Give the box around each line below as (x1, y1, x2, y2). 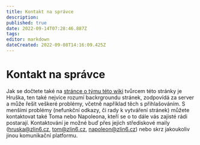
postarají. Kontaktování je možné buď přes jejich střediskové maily (6, 119, 170, 126)
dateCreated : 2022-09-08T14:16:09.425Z (6, 42, 106, 48)
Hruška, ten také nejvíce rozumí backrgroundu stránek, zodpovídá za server (6, 94, 194, 101)
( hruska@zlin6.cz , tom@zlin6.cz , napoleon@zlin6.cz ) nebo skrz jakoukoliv (6, 125, 190, 132)
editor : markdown (6, 36, 50, 42)
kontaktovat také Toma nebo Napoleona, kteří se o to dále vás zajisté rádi (6, 113, 188, 120)
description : (6, 14, 39, 20)
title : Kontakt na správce (6, 8, 74, 15)
